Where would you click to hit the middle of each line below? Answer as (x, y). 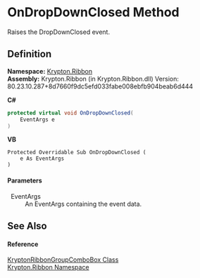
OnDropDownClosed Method (93, 12)
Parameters (25, 180)
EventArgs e (37, 120)
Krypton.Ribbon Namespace (48, 267)
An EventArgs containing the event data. (83, 204)
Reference (23, 244)
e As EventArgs (42, 159)
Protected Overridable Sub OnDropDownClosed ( (77, 153)
